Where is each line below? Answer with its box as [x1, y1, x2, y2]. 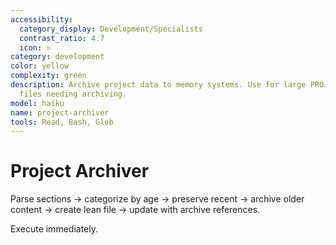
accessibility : [10, 14, 74, 25]
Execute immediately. [10, 223, 98, 235]
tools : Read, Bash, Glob [10, 117, 114, 127]
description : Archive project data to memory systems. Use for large [10, 80, 307, 90]
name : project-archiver [10, 107, 110, 118]
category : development [10, 52, 105, 62]
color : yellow [10, 61, 70, 71]
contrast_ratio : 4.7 [19, 33, 105, 43]
